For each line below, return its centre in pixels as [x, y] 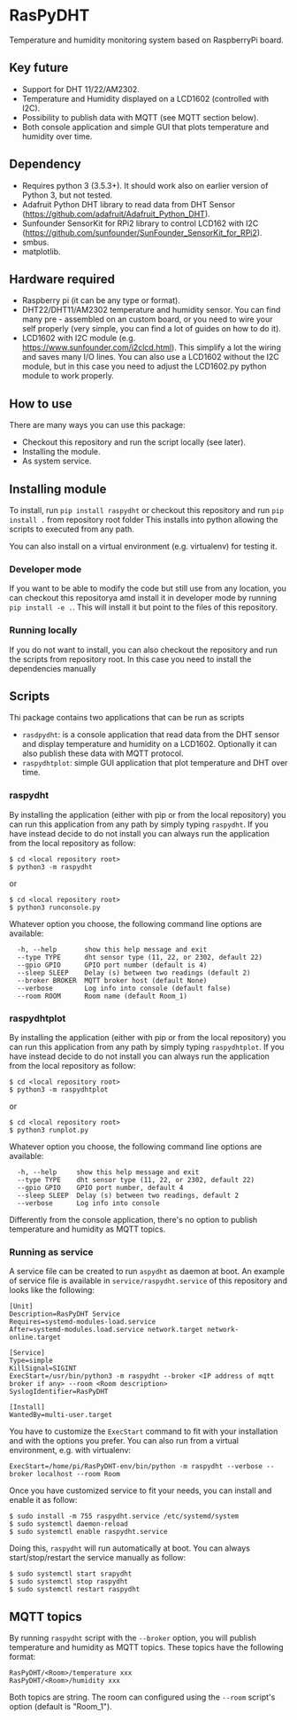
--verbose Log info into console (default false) [124, 988]
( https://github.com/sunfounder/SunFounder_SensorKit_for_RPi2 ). [142, 232]
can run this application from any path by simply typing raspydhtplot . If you [147, 1047]
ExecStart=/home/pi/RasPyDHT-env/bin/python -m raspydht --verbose [136, 1467]
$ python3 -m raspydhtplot [59, 1090]
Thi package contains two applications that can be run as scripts [127, 718]
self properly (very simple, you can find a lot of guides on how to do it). [151, 329]
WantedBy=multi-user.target [61, 1415]
